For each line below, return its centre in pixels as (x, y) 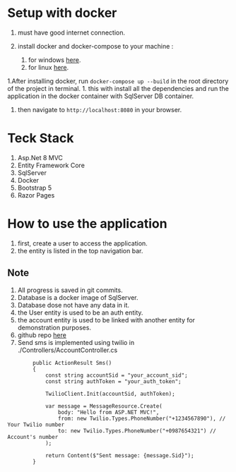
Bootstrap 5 (35, 188)
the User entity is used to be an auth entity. (80, 313)
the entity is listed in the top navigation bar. (80, 250)
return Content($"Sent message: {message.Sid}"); (119, 455)
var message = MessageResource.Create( (104, 406)
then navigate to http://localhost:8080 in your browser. (100, 109)
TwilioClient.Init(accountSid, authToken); (110, 394)
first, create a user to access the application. (83, 243)
